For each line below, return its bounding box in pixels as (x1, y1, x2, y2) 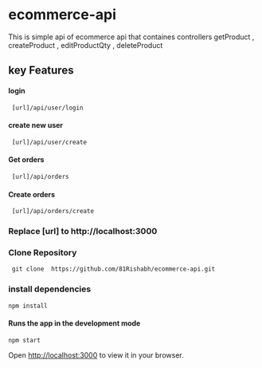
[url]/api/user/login (11, 104, 84, 112)
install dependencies (8, 283, 92, 295)
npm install (8, 302, 48, 310)
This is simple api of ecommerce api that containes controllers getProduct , (8, 32, 255, 42)
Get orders (8, 155, 45, 164)
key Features (8, 64, 74, 77)
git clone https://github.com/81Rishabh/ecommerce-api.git (11, 265, 216, 273)
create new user (8, 121, 64, 130)
